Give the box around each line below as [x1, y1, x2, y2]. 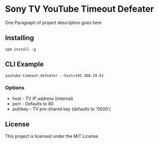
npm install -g [5, 47, 36, 52]
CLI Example [5, 60, 44, 69]
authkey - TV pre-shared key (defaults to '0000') [12, 106, 111, 112]
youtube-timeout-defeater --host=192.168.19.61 [5, 73, 104, 78]
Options [5, 84, 24, 91]
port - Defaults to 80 [12, 100, 54, 106]
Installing [5, 34, 34, 42]
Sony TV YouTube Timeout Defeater [5, 3, 154, 15]
